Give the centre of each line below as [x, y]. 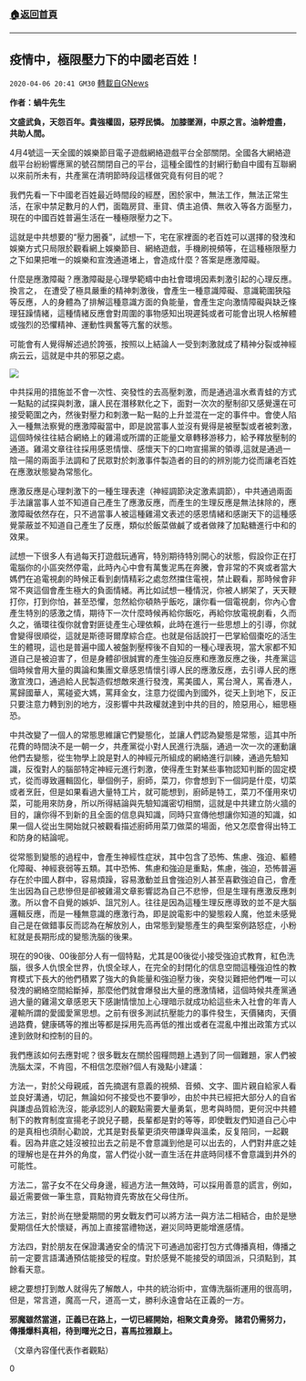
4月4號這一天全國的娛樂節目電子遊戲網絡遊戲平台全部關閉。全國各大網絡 [147, 153]
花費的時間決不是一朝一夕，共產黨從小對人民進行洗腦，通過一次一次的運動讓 [153, 747]
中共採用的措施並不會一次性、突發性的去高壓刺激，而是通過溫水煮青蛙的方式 [153, 392]
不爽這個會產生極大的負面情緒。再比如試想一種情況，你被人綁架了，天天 [153, 591]
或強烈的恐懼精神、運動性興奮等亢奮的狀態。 [93, 325]
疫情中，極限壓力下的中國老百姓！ [105, 60]
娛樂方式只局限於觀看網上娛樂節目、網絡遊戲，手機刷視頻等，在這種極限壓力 [153, 249]
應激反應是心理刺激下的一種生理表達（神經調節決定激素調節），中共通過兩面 [151, 491]
